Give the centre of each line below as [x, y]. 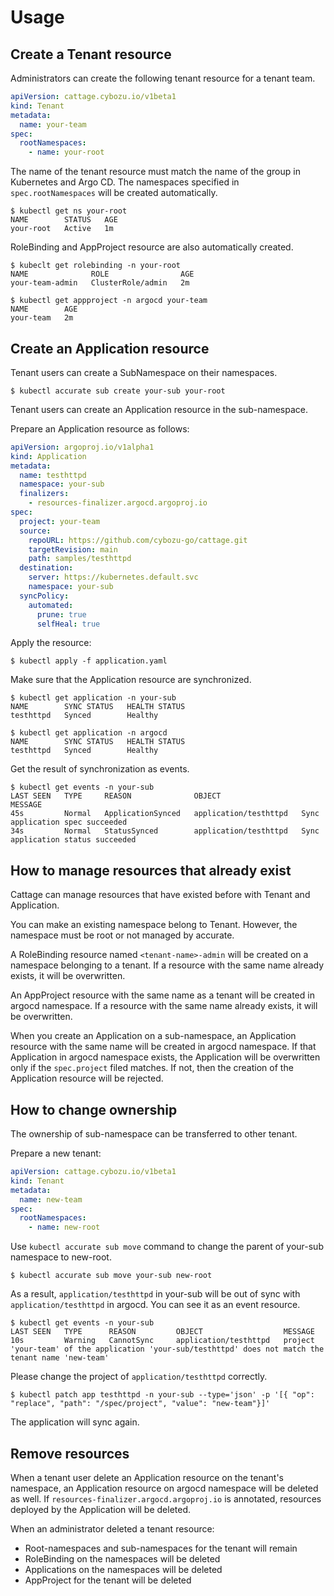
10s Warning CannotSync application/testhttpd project [162, 1341]
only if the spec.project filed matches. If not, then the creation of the [152, 1068]
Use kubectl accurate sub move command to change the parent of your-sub [167, 1247]
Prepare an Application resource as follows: [100, 428]
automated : [51, 605]
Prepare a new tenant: [56, 1153]
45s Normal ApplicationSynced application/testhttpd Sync [165, 814]
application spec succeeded [69, 822]
